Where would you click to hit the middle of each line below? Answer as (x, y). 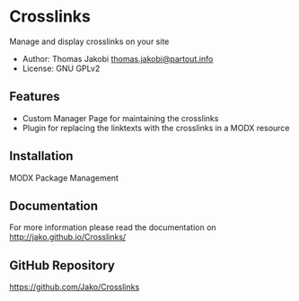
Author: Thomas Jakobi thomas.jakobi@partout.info (118, 58)
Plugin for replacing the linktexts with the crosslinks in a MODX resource (156, 128)
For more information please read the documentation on (113, 227)
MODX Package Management (64, 178)
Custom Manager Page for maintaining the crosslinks (120, 118)
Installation (41, 156)
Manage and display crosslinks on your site (89, 41)
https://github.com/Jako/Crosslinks (75, 287)
